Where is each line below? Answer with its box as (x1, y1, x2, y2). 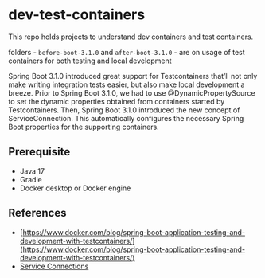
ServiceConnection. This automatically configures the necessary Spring (8, 113, 244, 123)
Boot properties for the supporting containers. (8, 122, 159, 131)
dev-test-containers (8, 6, 146, 24)
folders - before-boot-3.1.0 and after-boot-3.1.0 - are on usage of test (8, 47, 245, 57)
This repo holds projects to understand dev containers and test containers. (8, 32, 254, 41)
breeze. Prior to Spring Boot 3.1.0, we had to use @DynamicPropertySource (8, 88, 256, 97)
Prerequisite (8, 145, 71, 159)
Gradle (19, 174, 42, 184)
